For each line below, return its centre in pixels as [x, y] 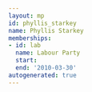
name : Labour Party [48, 53]
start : [26, 61]
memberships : [30, 38]
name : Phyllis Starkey [46, 30]
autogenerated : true [43, 75]
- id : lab [25, 46]
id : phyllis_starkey [43, 23]
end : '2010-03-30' [46, 68]
